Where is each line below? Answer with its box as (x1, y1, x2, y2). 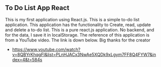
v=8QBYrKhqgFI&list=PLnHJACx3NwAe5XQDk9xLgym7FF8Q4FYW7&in (12, 52, 157, 57)
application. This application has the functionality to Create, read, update (5, 22, 151, 27)
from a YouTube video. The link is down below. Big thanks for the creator (5, 37, 151, 43)
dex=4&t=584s (12, 56, 42, 62)
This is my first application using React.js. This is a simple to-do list (5, 16, 140, 22)
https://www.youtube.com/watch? (12, 46, 81, 52)
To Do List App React (5, 4, 70, 12)
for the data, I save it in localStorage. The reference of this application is (5, 32, 150, 38)
